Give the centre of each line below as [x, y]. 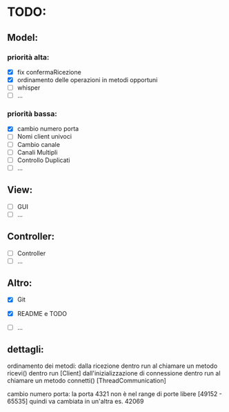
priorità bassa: [32, 114]
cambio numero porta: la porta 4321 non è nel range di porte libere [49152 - [114, 394]
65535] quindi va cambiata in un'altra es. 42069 [76, 402]
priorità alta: [28, 57]
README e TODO [42, 313]
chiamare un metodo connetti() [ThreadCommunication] [87, 381]
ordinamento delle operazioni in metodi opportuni [87, 79]
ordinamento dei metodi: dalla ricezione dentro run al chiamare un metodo [112, 366]
